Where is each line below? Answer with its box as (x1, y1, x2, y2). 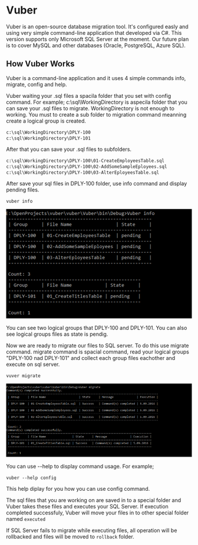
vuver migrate (6, 372, 41, 379)
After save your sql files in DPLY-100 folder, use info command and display (6, 180, 187, 187)
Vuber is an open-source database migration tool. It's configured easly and (6, 23, 189, 30)
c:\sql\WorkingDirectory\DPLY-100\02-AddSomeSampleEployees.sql (6, 163, 167, 170)
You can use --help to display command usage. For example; (6, 463, 154, 470)
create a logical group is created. (6, 117, 87, 124)
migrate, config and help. (6, 81, 67, 88)
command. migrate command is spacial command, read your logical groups (6, 348, 190, 355)
